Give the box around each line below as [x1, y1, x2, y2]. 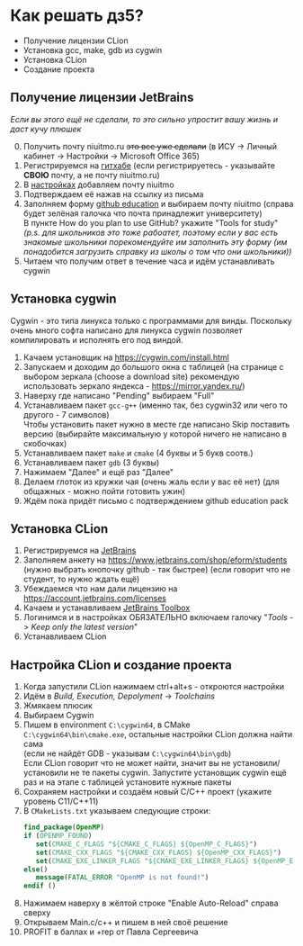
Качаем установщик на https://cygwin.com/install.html [22, 352, 230, 363]
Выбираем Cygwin [22, 710, 94, 721]
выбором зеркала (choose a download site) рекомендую [22, 371, 240, 382]
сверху [22, 907, 51, 918]
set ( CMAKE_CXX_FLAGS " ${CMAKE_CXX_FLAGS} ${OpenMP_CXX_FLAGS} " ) [35, 848, 282, 857]
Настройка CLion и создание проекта [10, 657, 232, 672]
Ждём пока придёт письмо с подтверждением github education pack [22, 495, 289, 506]
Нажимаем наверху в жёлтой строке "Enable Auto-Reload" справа [22, 897, 279, 909]
